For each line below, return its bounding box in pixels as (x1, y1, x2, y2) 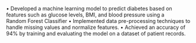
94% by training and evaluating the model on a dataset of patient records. (6, 30, 186, 37)
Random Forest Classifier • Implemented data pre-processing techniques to (6, 18, 191, 24)
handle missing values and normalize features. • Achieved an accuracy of (6, 24, 186, 31)
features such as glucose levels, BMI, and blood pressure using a (6, 11, 165, 18)
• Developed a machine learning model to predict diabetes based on (6, 5, 172, 12)
